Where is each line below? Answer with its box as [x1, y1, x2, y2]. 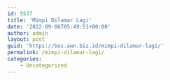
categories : [7, 56, 42, 63]
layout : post [7, 36, 45, 43]
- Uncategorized [20, 62, 68, 69]
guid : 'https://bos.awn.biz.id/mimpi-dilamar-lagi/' [7, 42, 164, 49]
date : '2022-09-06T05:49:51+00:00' [7, 23, 111, 30]
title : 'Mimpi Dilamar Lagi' [7, 17, 92, 24]
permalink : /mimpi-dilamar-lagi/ [7, 49, 105, 56]
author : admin [7, 29, 49, 37]
